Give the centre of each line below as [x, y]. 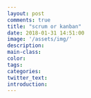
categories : [24, 71]
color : [17, 59]
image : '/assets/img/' [40, 39]
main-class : [24, 52]
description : [26, 46]
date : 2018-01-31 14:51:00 [46, 33]
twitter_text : [28, 78]
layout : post [26, 13]
